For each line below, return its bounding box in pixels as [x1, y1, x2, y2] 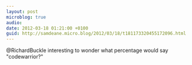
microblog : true [6, 14, 46, 20]
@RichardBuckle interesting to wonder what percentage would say [6, 47, 168, 54]
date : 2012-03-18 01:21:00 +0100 [6, 25, 89, 31]
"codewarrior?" [6, 53, 44, 60]
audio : [6, 19, 22, 25]
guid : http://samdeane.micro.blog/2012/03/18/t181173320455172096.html [6, 31, 186, 37]
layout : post [6, 8, 38, 15]
